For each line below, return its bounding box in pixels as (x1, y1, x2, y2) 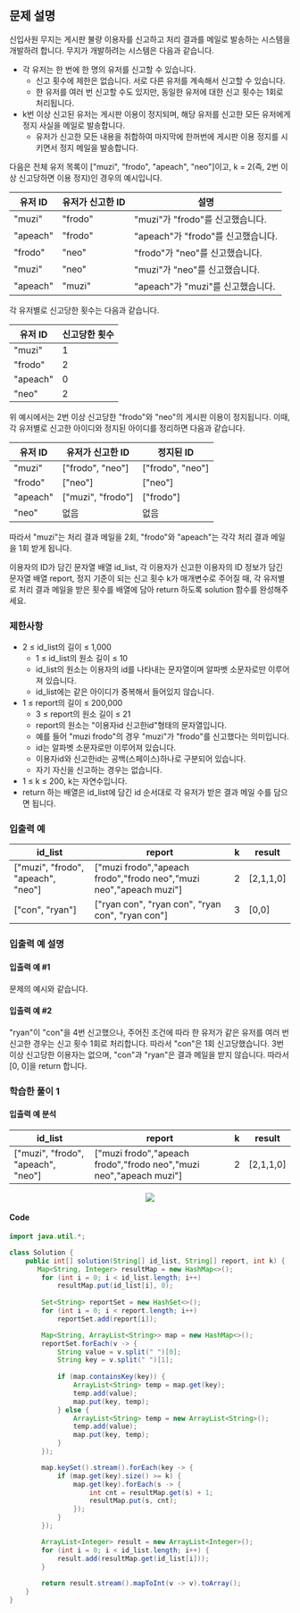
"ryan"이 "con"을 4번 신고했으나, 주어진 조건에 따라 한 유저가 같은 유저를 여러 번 (9, 1027, 290, 1038)
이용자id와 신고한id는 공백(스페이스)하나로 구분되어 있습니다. (35, 753, 246, 764)
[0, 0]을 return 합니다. (9, 1060, 87, 1071)
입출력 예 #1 (9, 962, 51, 972)
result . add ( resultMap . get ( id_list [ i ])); (56, 1554, 210, 1563)
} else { (56, 1406, 90, 1415)
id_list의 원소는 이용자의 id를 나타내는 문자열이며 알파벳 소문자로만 (35, 664, 266, 675)
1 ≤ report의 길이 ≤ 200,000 (21, 698, 123, 709)
